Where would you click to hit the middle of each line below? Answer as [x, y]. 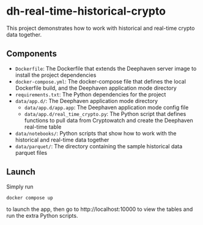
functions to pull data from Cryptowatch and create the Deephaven [109, 120]
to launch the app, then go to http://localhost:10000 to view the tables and [100, 209]
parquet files [31, 152]
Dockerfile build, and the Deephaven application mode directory [96, 88]
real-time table [43, 127]
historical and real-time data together [62, 140]
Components [31, 54]
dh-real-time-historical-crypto [86, 11]
